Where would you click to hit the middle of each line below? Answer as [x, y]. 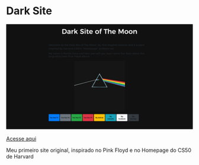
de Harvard [20, 157]
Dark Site [29, 11]
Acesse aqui [21, 139]
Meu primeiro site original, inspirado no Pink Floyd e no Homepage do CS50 [99, 150]
